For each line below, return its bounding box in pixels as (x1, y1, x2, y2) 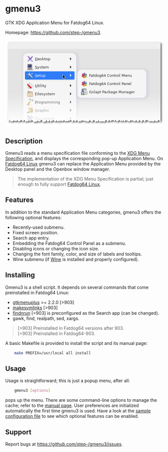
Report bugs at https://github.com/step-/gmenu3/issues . (5, 441, 123, 447)
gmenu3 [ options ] (14, 388, 51, 393)
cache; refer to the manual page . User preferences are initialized (5, 403, 139, 409)
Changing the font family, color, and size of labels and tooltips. (12, 251, 142, 257)
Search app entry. (12, 235, 50, 241)
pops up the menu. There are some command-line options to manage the (5, 397, 157, 403)
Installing (5, 271, 35, 280)
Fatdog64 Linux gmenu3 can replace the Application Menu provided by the (5, 161, 161, 167)
